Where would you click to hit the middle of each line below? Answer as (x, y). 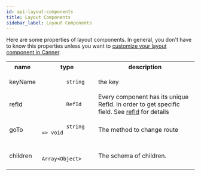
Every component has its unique (144, 97)
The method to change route (138, 130)
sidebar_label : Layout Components (49, 23)
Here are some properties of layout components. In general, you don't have (99, 40)
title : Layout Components (38, 17)
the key (109, 82)
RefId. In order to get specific (139, 104)
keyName (22, 82)
